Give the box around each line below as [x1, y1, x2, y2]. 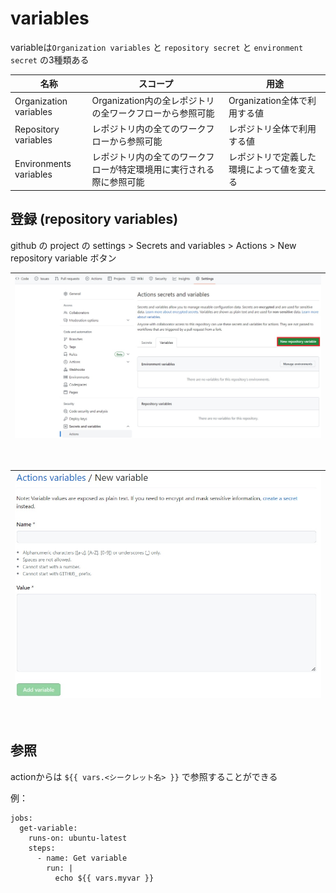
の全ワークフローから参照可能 [91, 107, 215, 119]
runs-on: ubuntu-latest [28, 833, 128, 843]
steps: [28, 843, 56, 853]
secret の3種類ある [10, 53, 90, 66]
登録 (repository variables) [10, 211, 179, 228]
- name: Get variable [36, 853, 128, 863]
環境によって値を [228, 163, 298, 176]
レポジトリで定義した [228, 151, 317, 163]
